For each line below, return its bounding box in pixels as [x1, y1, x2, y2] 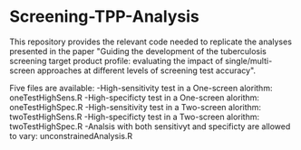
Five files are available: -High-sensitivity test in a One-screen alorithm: [9, 82, 273, 93]
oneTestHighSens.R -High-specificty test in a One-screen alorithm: [9, 92, 260, 103]
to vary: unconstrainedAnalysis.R [9, 130, 133, 141]
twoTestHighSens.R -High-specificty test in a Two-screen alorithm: [9, 111, 260, 122]
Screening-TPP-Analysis [9, 6, 199, 27]
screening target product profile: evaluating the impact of [9, 55, 224, 66]
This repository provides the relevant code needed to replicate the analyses [9, 36, 293, 47]
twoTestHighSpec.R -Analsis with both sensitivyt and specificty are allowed [9, 120, 291, 132]
